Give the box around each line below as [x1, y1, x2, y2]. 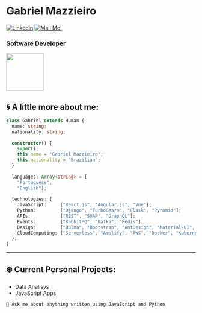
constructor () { [11, 140, 52, 146]
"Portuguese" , [17, 179, 52, 185]
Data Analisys [14, 283, 49, 290]
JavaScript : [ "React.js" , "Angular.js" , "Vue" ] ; [17, 202, 152, 208]
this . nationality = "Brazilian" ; [17, 157, 101, 163]
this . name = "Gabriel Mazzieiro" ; [17, 151, 103, 157]
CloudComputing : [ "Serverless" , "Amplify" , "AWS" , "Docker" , [17, 230, 173, 236]
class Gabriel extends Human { [6, 118, 85, 124]
